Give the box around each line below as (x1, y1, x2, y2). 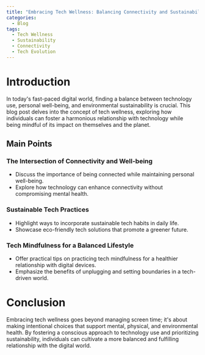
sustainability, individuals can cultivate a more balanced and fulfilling (6, 335, 179, 342)
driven (15, 274, 32, 281)
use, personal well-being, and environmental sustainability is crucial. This (6, 101, 191, 109)
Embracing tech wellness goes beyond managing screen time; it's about (6, 315, 188, 323)
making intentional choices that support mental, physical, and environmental (6, 322, 198, 329)
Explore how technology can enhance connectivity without (15, 184, 163, 191)
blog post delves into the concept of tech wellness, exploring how (6, 108, 172, 115)
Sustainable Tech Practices (6, 206, 90, 214)
